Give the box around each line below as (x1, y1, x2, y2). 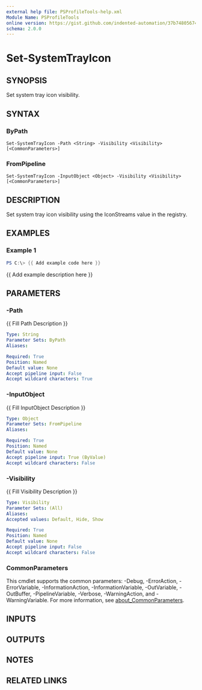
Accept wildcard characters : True (6, 376, 93, 382)
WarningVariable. (6, 597, 49, 604)
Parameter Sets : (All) (6, 505, 63, 511)
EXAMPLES (6, 228, 50, 238)
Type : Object (6, 416, 39, 422)
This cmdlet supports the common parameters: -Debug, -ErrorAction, (6, 578, 179, 585)
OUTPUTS (6, 634, 45, 644)
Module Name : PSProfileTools (6, 14, 79, 20)
